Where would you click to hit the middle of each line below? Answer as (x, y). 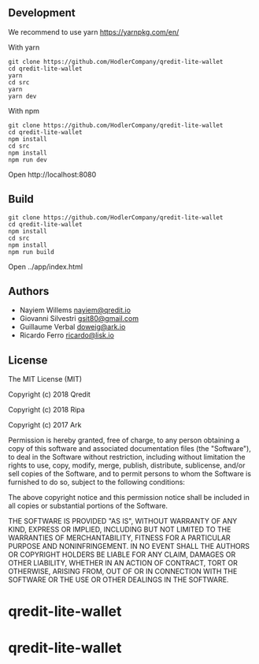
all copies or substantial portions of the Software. (88, 506)
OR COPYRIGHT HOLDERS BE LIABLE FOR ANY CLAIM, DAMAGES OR (122, 554)
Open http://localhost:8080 (52, 174)
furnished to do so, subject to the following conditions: (96, 482)
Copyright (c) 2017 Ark (45, 425)
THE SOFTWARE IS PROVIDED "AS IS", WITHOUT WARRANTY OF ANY (123, 521)
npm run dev (28, 160)
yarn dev (22, 96)
